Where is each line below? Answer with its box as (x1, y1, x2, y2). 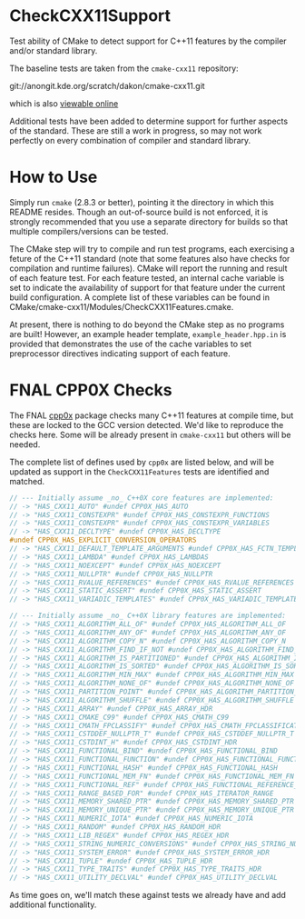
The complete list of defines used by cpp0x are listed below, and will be (9, 456, 275, 467)
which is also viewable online (9, 97, 119, 109)
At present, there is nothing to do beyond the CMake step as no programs (9, 319, 285, 330)
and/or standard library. (9, 45, 98, 55)
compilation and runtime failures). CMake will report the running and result (9, 263, 288, 274)
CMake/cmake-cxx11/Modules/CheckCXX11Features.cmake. (9, 301, 234, 312)
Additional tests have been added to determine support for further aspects (9, 115, 289, 126)
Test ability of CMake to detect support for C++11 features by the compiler (9, 35, 288, 46)
